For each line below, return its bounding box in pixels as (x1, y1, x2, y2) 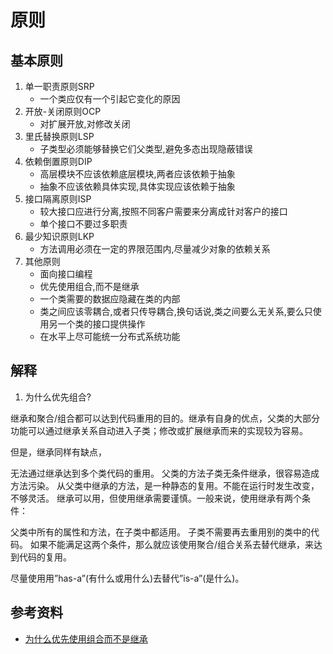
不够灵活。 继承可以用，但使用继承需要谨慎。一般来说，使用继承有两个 (10, 492, 302, 504)
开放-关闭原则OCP (24, 106, 102, 117)
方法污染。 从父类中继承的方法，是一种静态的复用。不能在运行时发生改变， (10, 479, 320, 491)
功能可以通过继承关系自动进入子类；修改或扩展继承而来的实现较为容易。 (10, 424, 308, 436)
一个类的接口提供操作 (57, 318, 146, 330)
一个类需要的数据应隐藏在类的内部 (39, 293, 181, 305)
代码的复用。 (18, 551, 72, 563)
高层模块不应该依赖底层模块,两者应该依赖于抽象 (39, 168, 236, 180)
